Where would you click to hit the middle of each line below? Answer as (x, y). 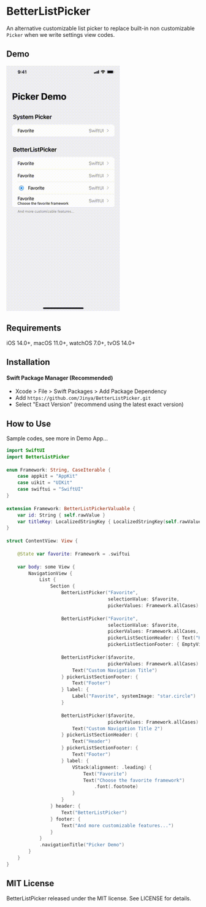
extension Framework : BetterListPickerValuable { (71, 508)
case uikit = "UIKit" (45, 483)
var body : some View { (46, 567)
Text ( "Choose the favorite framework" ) (134, 780)
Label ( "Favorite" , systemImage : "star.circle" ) (134, 696)
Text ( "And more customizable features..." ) (117, 825)
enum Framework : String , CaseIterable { (59, 470)
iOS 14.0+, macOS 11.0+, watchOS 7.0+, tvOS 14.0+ (71, 343)
